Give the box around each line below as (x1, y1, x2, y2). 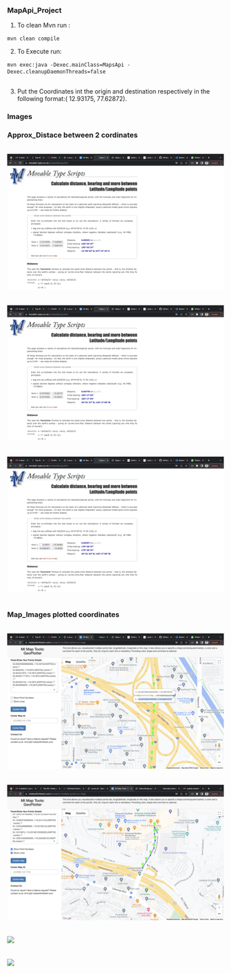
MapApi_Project (7, 6, 62, 15)
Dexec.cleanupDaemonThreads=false (7, 68, 107, 76)
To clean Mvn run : (16, 21, 71, 30)
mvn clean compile (7, 35, 60, 43)
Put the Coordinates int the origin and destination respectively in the (16, 87, 210, 96)
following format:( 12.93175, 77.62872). (16, 95, 127, 103)
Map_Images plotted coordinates (7, 610, 120, 619)
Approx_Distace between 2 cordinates (7, 130, 138, 140)
